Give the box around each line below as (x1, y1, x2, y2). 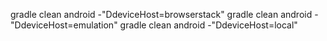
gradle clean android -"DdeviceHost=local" (119, 19, 298, 31)
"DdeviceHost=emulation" (10, 19, 118, 31)
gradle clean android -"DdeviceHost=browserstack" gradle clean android (10, 9, 313, 20)
